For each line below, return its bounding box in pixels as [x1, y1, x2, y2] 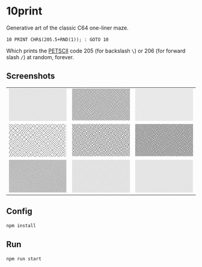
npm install [6, 223, 36, 229]
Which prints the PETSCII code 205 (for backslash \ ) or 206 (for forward [6, 47, 186, 54]
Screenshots [6, 71, 55, 81]
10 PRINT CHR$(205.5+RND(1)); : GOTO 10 [6, 36, 109, 43]
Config [6, 206, 32, 216]
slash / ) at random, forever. [6, 53, 74, 61]
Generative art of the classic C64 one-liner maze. [6, 24, 129, 31]
